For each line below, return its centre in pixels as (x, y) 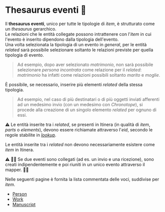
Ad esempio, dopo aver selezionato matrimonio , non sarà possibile (85, 64)
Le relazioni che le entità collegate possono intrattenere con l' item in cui (78, 34)
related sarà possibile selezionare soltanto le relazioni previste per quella (79, 50)
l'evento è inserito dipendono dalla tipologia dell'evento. (62, 39)
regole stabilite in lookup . (31, 135)
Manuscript (24, 204)
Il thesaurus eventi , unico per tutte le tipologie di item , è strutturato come (80, 24)
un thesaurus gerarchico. (31, 29)
